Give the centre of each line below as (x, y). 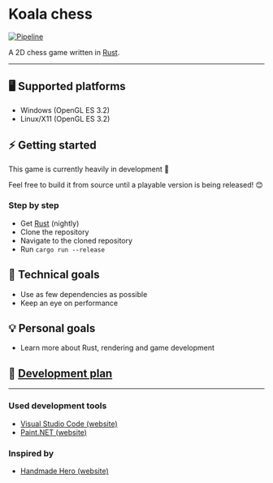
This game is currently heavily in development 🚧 (89, 169)
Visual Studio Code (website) (69, 424)
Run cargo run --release (63, 249)
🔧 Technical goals (54, 275)
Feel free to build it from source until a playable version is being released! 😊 (136, 184)
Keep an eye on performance (69, 303)
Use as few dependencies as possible (84, 294)
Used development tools (58, 406)
